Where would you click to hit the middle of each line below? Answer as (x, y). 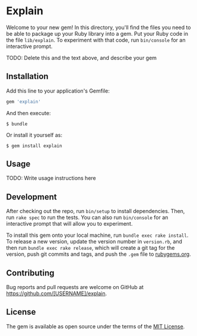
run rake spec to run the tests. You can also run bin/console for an (87, 217)
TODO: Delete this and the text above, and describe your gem (82, 58)
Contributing (30, 273)
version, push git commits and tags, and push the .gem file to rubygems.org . (99, 254)
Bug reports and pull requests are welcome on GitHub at (75, 287)
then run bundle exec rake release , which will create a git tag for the (90, 248)
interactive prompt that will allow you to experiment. (69, 224)
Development (32, 197)
